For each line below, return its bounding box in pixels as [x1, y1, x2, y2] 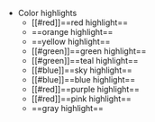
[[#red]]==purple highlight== [31, 84, 140, 94]
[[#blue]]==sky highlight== [31, 65, 132, 75]
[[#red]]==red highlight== [31, 17, 129, 28]
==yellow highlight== [31, 36, 111, 47]
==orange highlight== [31, 27, 114, 37]
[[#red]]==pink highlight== [31, 93, 132, 104]
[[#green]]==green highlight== [31, 46, 147, 57]
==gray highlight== [31, 103, 104, 113]
